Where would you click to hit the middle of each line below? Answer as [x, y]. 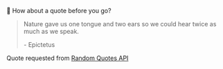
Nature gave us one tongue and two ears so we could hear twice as [120, 24]
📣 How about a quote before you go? [59, 11]
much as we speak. [51, 31]
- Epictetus [39, 45]
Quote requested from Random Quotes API [68, 58]
